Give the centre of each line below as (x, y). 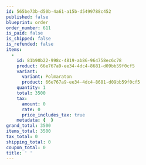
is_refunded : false (30, 44)
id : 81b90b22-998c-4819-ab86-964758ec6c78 (69, 60)
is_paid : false (25, 33)
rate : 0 (31, 109)
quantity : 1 (31, 88)
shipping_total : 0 (28, 142)
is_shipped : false (28, 39)
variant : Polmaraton (47, 77)
